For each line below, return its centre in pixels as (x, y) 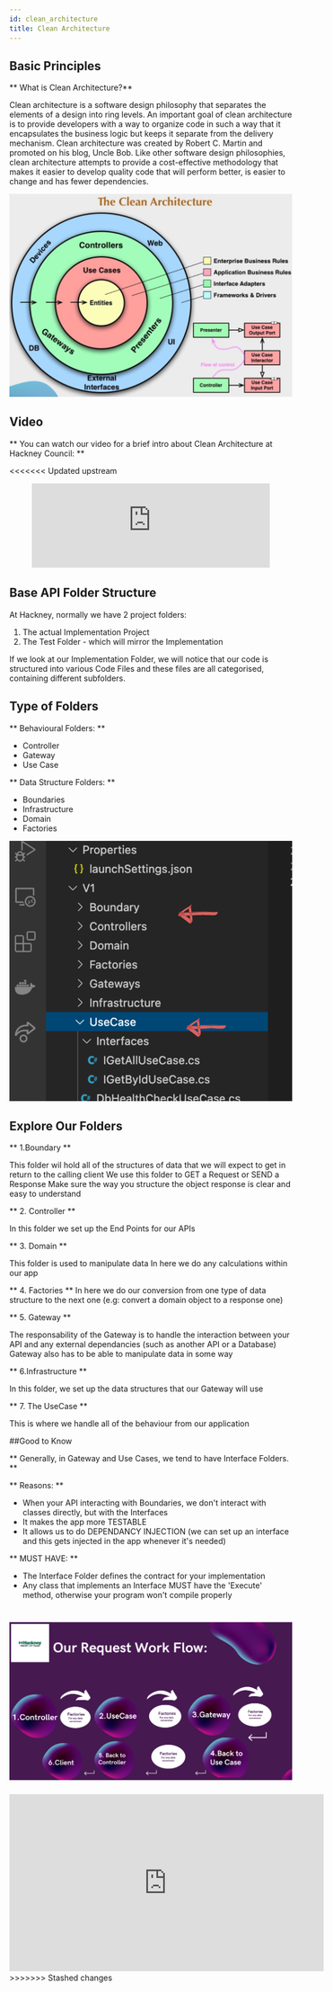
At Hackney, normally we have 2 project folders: (98, 614)
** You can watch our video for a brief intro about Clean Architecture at (141, 443)
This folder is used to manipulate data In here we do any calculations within (149, 1264)
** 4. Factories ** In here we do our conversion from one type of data (138, 1291)
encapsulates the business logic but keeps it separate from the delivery (141, 134)
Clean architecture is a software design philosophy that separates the (138, 105)
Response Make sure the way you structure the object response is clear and (150, 1184)
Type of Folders (54, 706)
